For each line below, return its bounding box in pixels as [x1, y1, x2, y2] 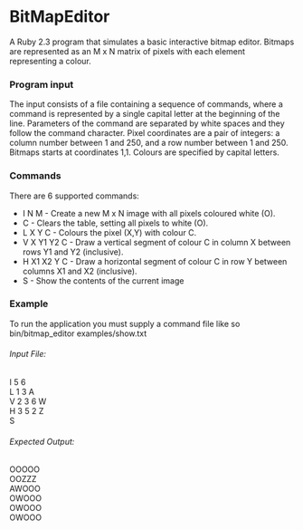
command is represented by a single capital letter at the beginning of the [9, 109, 280, 120]
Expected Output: [9, 436, 75, 447]
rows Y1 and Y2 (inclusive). [22, 246, 124, 257]
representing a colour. [9, 55, 92, 66]
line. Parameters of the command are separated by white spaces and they [9, 118, 285, 129]
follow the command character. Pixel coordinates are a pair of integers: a [9, 128, 280, 139]
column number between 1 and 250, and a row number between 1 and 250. [9, 138, 289, 149]
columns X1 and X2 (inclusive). [22, 265, 137, 276]
